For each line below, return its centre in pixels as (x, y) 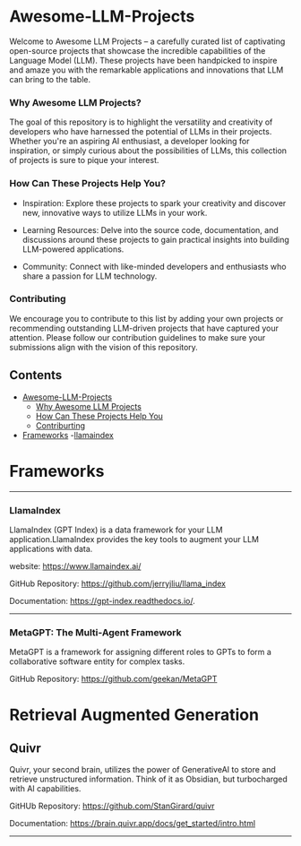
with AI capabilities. (45, 789)
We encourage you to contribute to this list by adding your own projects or (146, 318)
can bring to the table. (50, 79)
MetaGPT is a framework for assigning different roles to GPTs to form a (140, 652)
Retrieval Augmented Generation (134, 715)
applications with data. (51, 548)
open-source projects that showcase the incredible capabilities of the (138, 50)
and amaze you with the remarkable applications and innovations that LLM (146, 70)
